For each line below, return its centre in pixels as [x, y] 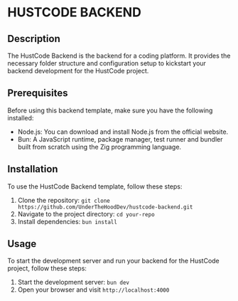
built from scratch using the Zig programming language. [99, 147]
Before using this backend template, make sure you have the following [110, 110]
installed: [21, 117]
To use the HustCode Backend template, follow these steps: [95, 186]
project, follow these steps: [47, 268]
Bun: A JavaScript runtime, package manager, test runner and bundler [120, 139]
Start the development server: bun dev [74, 282]
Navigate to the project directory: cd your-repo [86, 213]
